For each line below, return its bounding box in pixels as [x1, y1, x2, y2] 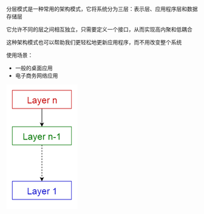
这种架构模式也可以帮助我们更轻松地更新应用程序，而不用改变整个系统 [6, 39, 182, 45]
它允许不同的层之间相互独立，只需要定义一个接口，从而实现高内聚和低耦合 [6, 26, 192, 33]
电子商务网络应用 [15, 72, 58, 79]
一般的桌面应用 [15, 64, 53, 72]
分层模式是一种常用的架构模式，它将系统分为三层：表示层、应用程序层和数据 [6, 5, 198, 12]
